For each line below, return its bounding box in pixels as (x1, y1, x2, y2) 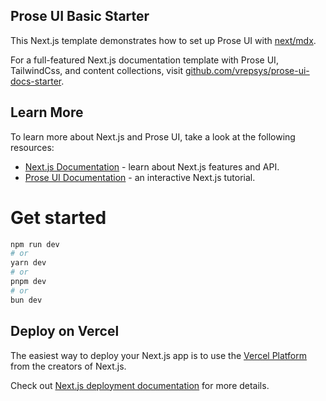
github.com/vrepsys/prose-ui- (184, 64, 310, 76)
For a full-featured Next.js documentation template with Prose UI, (10, 54, 279, 66)
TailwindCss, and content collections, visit (10, 64, 183, 76)
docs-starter (10, 75, 62, 87)
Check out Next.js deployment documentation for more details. (10, 379, 270, 391)
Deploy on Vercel (10, 323, 120, 340)
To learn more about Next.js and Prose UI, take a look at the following (10, 130, 296, 143)
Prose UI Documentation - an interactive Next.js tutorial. (24, 171, 256, 183)
